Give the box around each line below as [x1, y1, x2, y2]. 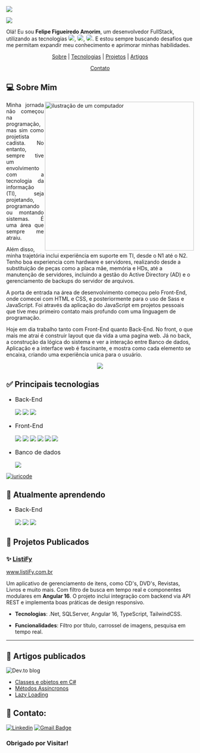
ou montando [6, 208, 44, 216]
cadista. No [6, 139, 44, 146]
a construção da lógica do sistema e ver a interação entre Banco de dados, [6, 338, 190, 345]
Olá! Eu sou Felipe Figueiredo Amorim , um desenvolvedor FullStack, [6, 28, 174, 35]
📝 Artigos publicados [6, 651, 86, 661]
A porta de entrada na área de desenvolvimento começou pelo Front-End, [6, 289, 187, 296]
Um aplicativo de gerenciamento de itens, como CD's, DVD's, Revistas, [6, 580, 180, 587]
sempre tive [6, 152, 44, 159]
